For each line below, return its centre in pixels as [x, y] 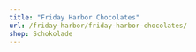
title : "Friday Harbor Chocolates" [75, 17]
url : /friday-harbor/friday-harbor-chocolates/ [98, 26]
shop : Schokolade [41, 33]
